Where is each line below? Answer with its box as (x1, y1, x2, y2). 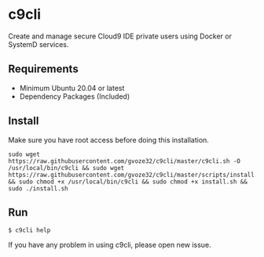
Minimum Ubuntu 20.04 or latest (19, 83, 125, 92)
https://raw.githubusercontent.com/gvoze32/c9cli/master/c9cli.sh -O (8, 157, 241, 165)
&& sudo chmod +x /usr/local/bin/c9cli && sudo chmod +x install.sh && (8, 178, 247, 186)
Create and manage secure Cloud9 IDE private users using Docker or (8, 31, 232, 41)
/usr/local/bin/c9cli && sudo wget (8, 164, 125, 172)
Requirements (8, 63, 79, 76)
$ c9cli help (8, 226, 51, 234)
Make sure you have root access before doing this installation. (8, 135, 210, 144)
